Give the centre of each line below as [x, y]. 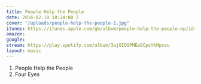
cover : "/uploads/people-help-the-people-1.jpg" [68, 23]
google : [16, 40]
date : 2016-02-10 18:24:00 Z [42, 17]
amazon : [16, 34]
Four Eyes [27, 74]
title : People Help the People [45, 12]
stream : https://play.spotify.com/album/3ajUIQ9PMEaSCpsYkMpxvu [88, 46]
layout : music [24, 51]
